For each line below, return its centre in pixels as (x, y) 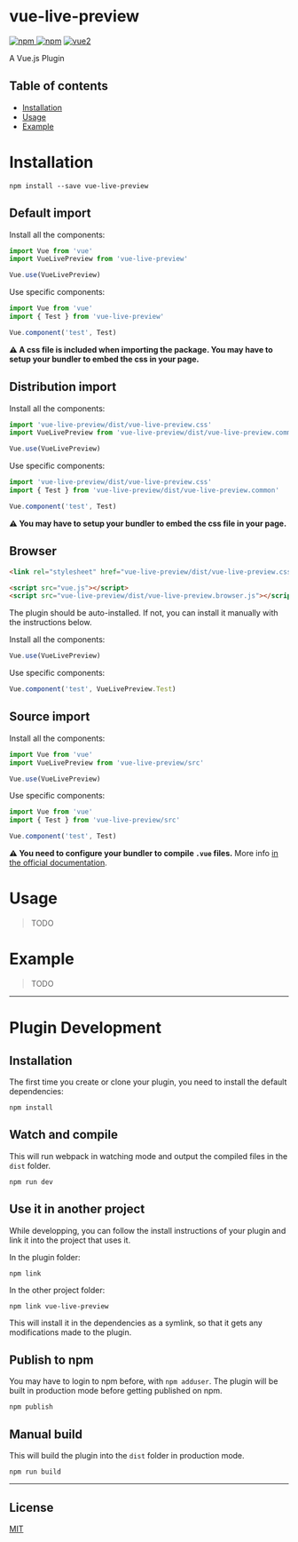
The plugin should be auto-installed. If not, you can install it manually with (144, 613)
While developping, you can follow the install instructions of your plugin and (148, 1230)
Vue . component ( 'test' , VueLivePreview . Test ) (93, 689)
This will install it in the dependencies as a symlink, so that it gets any (136, 1323)
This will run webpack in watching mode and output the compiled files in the (149, 1156)
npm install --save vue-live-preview (79, 186)
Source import (50, 717)
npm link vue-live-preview (59, 1306)
